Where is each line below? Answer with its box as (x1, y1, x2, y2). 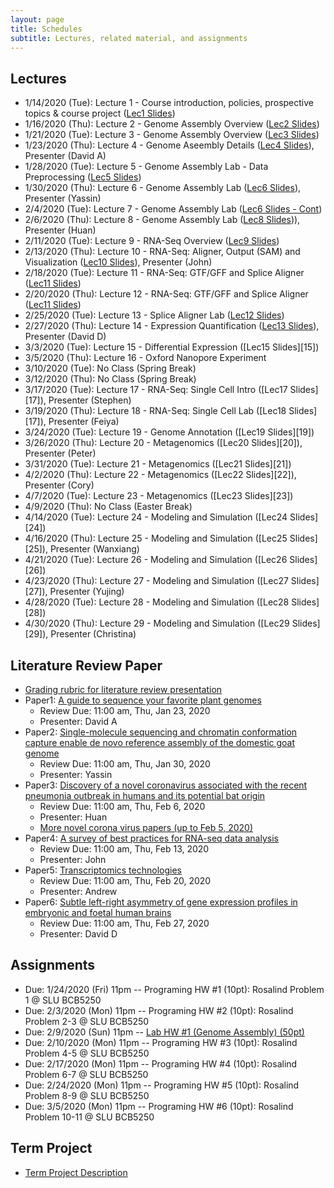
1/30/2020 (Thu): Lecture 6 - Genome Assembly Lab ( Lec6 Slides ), (24, 182, 302, 194)
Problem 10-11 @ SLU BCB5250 (24, 1111, 155, 1123)
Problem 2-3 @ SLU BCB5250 (24, 1015, 150, 1027)
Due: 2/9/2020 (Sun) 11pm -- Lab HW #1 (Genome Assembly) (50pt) (24, 1026, 305, 1038)
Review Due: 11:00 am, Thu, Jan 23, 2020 (39, 705, 211, 716)
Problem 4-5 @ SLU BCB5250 (24, 1047, 150, 1059)
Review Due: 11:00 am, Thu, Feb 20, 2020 (39, 875, 212, 886)
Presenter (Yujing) (49, 586, 125, 598)
